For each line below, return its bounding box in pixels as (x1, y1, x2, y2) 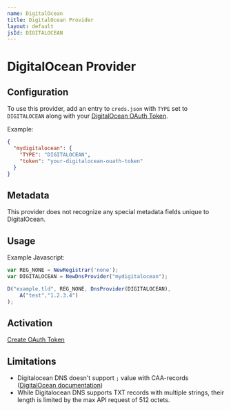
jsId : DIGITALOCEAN (7, 29, 63, 36)
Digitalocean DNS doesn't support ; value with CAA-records (17, 374, 189, 382)
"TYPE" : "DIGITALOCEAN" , (19, 151, 91, 158)
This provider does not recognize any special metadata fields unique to (7, 208, 210, 216)
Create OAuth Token (7, 335, 66, 344)
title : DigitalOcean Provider (7, 17, 94, 23)
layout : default (7, 23, 54, 30)
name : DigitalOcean (7, 10, 63, 17)
